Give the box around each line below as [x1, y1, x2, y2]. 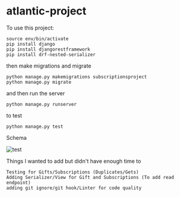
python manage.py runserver [6, 101, 77, 107]
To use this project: [6, 24, 54, 31]
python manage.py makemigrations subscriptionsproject [6, 73, 147, 80]
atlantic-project [6, 4, 86, 18]
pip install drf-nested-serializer [6, 51, 96, 58]
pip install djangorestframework [6, 46, 91, 52]
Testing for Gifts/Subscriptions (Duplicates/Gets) [6, 169, 139, 175]
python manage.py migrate [6, 79, 71, 85]
